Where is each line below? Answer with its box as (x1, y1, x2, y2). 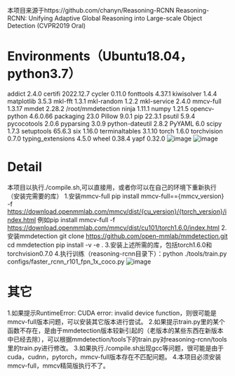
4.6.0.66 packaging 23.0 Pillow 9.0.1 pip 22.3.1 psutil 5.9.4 (29, 112, 196, 120)
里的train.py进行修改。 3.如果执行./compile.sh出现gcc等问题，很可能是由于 (7, 344, 224, 352)
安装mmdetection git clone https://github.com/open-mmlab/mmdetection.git (7, 231, 228, 240)
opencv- (190, 104, 215, 112)
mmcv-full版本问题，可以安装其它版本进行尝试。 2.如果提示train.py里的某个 (7, 317, 226, 325)
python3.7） (7, 66, 81, 82)
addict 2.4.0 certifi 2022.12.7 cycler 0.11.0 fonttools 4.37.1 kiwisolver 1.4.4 (7, 89, 217, 98)
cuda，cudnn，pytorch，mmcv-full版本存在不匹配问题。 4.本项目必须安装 (7, 352, 222, 361)
